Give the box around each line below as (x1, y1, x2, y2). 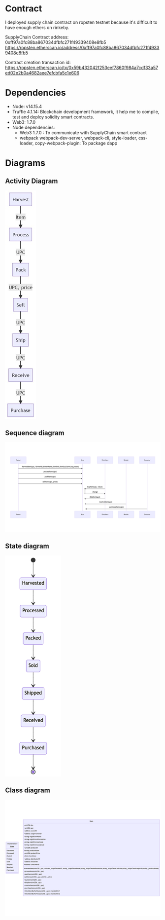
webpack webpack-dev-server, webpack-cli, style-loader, (19, 135, 137, 141)
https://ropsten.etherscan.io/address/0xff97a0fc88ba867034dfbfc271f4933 (5, 44, 160, 50)
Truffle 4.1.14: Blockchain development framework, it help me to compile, (12, 109, 160, 114)
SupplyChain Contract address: (5, 34, 69, 40)
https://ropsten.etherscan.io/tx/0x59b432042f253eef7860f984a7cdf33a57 (5, 65, 159, 71)
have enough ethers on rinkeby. (5, 24, 70, 30)
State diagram (5, 542, 49, 551)
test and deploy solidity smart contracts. (12, 114, 95, 120)
